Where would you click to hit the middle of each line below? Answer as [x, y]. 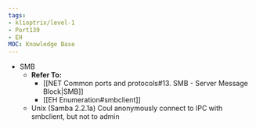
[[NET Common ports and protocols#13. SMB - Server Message [145, 84]
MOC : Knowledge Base [42, 45]
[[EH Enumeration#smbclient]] [92, 100]
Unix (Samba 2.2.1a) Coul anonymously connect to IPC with [127, 108]
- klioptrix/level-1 [42, 23]
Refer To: [47, 75]
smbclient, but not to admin [75, 116]
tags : [17, 15]
